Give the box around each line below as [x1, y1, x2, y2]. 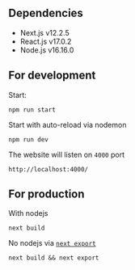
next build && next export [8, 254, 99, 262]
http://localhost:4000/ [8, 165, 89, 173]
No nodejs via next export [8, 238, 96, 248]
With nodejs [8, 209, 49, 218]
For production [8, 188, 85, 201]
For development [8, 69, 96, 82]
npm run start [8, 105, 57, 114]
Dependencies [8, 6, 83, 20]
